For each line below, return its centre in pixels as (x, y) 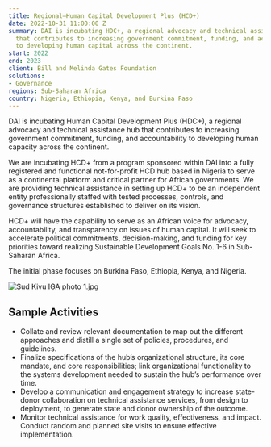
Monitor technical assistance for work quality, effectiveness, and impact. (141, 417)
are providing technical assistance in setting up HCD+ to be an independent (134, 188)
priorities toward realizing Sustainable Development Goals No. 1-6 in (122, 247)
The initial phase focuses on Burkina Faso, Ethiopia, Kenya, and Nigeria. (127, 271)
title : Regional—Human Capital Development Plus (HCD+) (104, 16)
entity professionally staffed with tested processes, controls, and (116, 197)
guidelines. (38, 349)
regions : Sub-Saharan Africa (57, 91)
